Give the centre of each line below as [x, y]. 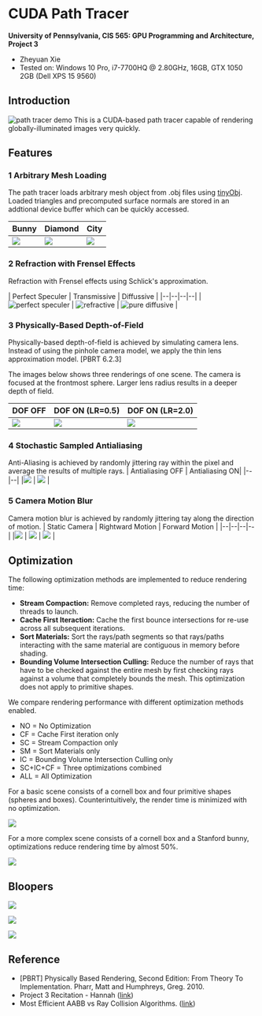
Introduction [39, 101]
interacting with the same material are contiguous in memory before [129, 645]
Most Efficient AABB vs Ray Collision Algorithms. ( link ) [107, 1003]
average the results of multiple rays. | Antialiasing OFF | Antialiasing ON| [125, 471]
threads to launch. [49, 611]
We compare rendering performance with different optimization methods [126, 702]
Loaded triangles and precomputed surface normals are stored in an [119, 201]
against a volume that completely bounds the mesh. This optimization [132, 678]
